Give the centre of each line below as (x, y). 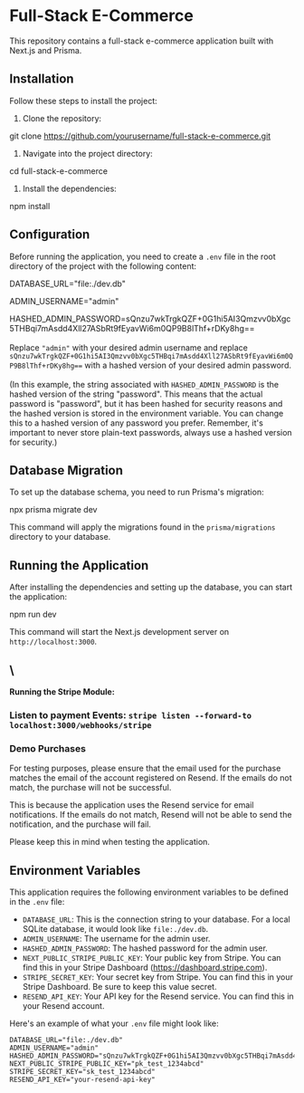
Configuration (50, 235)
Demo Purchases (47, 748)
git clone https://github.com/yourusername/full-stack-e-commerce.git (140, 136)
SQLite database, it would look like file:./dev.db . (115, 929)
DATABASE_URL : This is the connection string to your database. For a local (157, 919)
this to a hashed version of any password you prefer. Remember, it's (137, 423)
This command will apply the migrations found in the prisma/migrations (142, 527)
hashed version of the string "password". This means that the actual (136, 394)
